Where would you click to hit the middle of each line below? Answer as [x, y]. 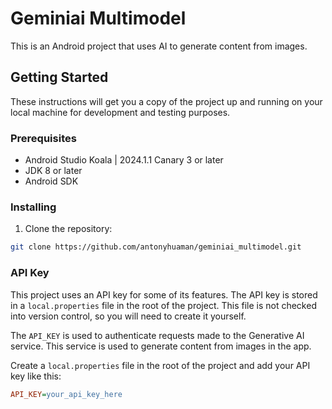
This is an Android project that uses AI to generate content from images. [159, 46]
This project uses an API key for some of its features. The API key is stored [164, 294]
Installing [33, 207]
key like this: [36, 376]
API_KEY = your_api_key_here [66, 394]
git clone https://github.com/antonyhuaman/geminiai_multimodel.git [156, 247]
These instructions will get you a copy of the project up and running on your [166, 101]
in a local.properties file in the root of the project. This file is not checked [163, 305]
